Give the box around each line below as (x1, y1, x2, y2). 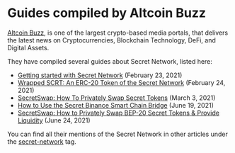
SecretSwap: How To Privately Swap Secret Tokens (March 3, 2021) (17, 93, 216, 102)
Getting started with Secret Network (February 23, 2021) (17, 71, 183, 79)
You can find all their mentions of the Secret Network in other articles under (7, 130, 228, 138)
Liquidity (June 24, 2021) (17, 115, 91, 125)
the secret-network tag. (7, 137, 76, 146)
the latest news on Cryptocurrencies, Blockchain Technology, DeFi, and (7, 35, 216, 44)
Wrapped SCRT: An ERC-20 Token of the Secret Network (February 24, (17, 78, 226, 86)
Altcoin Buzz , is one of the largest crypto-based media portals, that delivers (7, 28, 229, 37)
